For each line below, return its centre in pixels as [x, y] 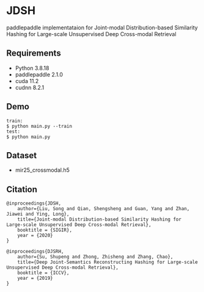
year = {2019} [35, 279]
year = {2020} [35, 236]
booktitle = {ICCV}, [43, 273]
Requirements [34, 53]
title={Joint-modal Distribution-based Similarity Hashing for [100, 220]
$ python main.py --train [39, 126]
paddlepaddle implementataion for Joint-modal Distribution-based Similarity [102, 27]
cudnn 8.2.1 [30, 87]
